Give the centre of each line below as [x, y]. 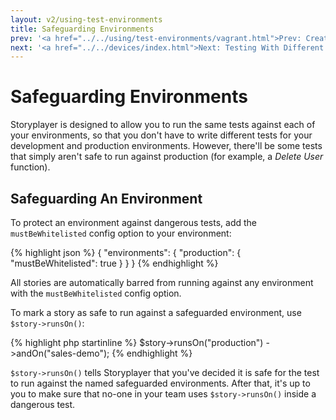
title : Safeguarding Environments [82, 29]
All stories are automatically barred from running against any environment [162, 282]
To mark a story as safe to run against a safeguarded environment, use [156, 312]
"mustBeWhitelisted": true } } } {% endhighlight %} [114, 263]
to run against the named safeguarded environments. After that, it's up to [160, 383]
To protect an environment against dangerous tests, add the [134, 222]
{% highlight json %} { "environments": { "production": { [126, 252]
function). [30, 167]
